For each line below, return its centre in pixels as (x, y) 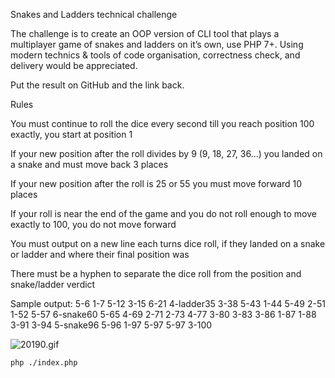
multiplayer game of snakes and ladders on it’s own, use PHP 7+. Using (157, 44)
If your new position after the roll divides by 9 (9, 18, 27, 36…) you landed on (166, 153)
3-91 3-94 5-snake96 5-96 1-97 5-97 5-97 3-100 (111, 325)
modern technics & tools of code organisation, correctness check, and (155, 55)
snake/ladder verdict (53, 284)
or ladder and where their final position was (100, 254)
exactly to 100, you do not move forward (93, 224)
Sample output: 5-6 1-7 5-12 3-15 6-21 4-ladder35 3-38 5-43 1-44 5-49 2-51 (168, 303)
